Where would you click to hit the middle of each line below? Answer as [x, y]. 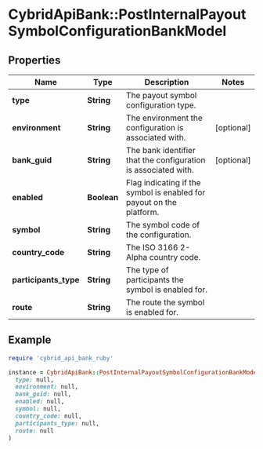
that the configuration [166, 160]
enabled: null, [40, 402]
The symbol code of [163, 225]
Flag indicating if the [164, 183]
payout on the [152, 202]
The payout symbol [162, 95]
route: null [35, 431]
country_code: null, [49, 416]
